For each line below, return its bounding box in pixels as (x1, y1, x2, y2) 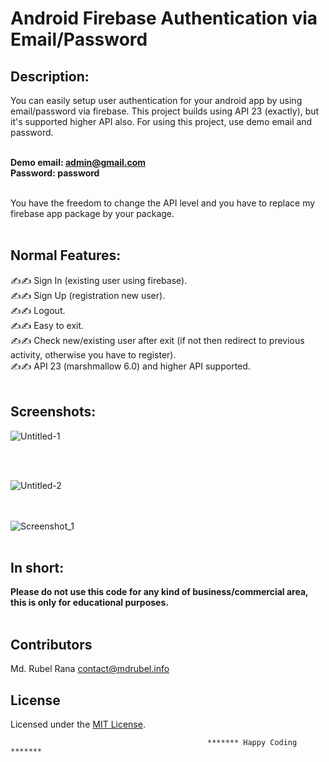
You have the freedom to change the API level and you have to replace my (10, 197, 316, 209)
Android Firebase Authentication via (10, 7, 318, 30)
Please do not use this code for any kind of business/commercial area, (10, 586, 309, 598)
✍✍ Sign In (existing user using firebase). (10, 274, 188, 286)
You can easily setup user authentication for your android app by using (10, 95, 303, 106)
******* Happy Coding (207, 738, 298, 748)
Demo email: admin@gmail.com (10, 157, 147, 168)
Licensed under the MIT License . (10, 718, 146, 731)
